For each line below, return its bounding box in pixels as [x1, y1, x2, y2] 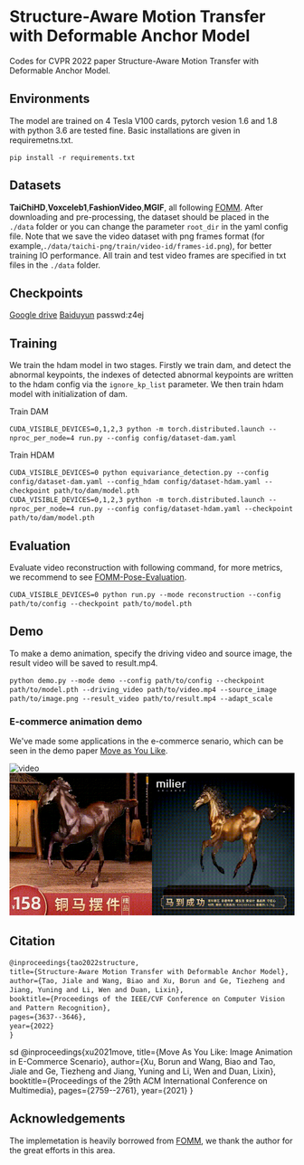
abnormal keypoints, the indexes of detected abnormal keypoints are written [9, 369, 294, 381]
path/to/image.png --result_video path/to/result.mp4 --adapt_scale [9, 694, 273, 703]
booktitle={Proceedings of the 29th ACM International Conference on [9, 1075, 269, 1086]
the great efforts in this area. [9, 1144, 116, 1155]
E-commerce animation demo [9, 715, 143, 727]
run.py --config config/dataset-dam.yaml [78, 434, 237, 443]
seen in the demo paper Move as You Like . [9, 745, 168, 756]
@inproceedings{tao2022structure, [9, 958, 140, 967]
